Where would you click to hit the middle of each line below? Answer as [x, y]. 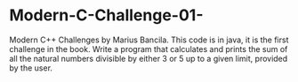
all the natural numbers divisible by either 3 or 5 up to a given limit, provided [149, 58]
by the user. [31, 68]
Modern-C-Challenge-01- [106, 15]
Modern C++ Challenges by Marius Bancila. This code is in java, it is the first [149, 40]
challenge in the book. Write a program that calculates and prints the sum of [149, 48]
